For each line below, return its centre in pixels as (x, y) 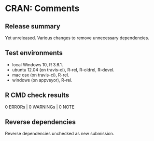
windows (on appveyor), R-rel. (42, 80)
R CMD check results (37, 95)
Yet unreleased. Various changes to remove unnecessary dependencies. (77, 38)
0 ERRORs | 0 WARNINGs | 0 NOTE (40, 107)
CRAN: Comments (42, 8)
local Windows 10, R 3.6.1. (37, 64)
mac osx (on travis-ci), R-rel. (40, 75)
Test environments (34, 53)
